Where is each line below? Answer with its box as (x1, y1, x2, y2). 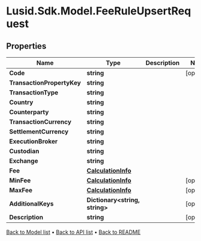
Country (9, 98, 33, 106)
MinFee (9, 176, 31, 185)
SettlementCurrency (9, 127, 69, 136)
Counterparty (9, 108, 49, 116)
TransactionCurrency (9, 118, 72, 126)
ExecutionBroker (9, 137, 58, 145)
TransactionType (9, 88, 59, 97)
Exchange (9, 157, 38, 165)
